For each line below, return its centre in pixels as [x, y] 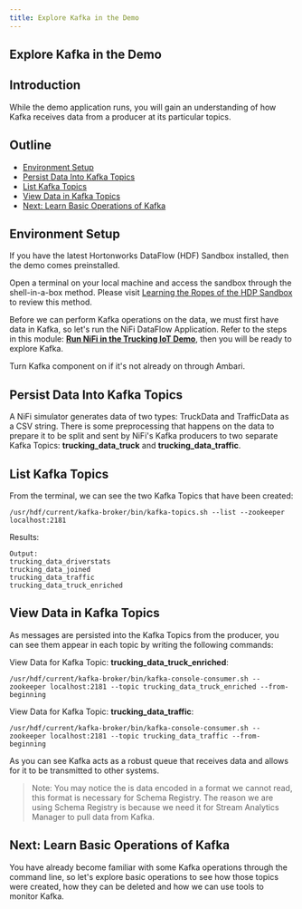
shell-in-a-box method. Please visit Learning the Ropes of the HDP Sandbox [151, 293]
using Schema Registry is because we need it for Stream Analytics [155, 807]
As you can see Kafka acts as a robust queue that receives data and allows [149, 760]
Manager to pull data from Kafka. [93, 817]
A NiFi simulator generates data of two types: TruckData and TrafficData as [149, 417]
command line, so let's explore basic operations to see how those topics [144, 876]
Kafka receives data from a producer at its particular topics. [121, 116]
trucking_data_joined [50, 570]
